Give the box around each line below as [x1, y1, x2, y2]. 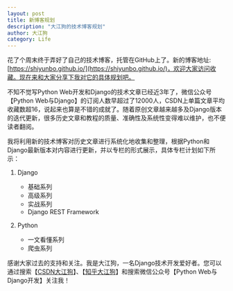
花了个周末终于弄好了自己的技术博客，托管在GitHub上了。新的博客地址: [7, 56, 212, 64]
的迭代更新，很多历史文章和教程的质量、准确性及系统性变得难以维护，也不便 [7, 114, 226, 122]
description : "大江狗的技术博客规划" [7, 23, 106, 30]
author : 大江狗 [7, 29, 48, 37]
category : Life [7, 36, 51, 43]
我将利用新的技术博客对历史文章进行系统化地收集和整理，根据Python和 [7, 137, 210, 145]
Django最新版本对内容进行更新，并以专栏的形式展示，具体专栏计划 [7, 146, 198, 155]
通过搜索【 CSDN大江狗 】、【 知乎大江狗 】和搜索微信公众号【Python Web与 [7, 267, 218, 276]
